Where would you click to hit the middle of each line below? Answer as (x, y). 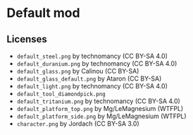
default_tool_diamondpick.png (61, 94)
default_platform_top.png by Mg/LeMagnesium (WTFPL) (100, 108)
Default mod (43, 13)
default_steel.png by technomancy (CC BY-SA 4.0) (92, 56)
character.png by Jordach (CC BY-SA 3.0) (78, 124)
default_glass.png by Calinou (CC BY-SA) (78, 71)
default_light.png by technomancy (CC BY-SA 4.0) (92, 86)
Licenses (27, 39)
